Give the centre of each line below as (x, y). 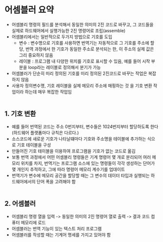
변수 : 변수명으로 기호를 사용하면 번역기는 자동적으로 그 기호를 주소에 (84, 43)
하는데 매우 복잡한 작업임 (48, 91)
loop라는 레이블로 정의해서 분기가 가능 (64, 67)
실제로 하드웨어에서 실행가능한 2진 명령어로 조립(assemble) (68, 30)
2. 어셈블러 (20, 204)
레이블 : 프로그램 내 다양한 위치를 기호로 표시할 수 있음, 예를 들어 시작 (84, 61)
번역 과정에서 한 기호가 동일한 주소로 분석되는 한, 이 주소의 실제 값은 (90, 49)
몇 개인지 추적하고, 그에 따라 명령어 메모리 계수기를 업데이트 (68, 169)
